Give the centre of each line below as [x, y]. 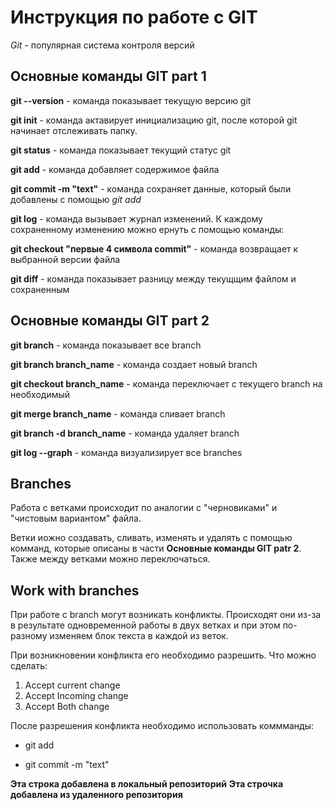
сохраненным [40, 289]
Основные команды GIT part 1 [108, 76]
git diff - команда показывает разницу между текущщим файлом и [153, 278]
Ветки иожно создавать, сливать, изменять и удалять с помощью [151, 538]
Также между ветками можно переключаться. [110, 559]
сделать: [29, 666]
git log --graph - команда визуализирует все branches [126, 452]
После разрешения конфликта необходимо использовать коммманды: [162, 726]
